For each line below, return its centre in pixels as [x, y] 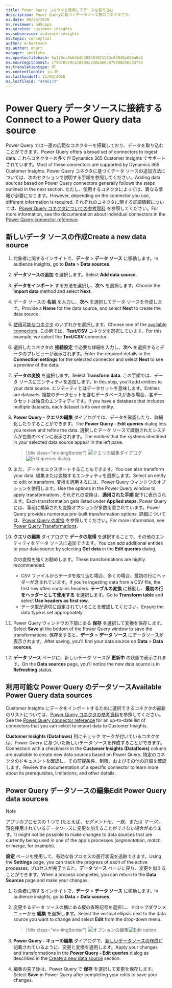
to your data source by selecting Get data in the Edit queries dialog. [85, 549]
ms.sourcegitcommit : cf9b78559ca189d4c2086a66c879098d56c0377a [75, 62]
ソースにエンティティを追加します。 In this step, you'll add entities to [91, 381]
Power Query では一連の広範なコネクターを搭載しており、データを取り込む [85, 145]
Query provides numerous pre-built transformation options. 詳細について [90, 514]
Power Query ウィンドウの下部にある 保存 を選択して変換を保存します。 [89, 623]
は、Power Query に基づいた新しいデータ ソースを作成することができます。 [85, 743]
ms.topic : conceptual [29, 39]
